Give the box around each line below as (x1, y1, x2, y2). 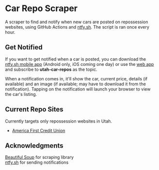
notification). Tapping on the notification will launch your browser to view (5, 86, 151, 92)
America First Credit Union (12, 127, 65, 133)
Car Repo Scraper (5, 3, 78, 14)
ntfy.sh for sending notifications (5, 159, 69, 165)
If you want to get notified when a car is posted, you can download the (5, 56, 146, 62)
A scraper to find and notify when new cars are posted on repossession (5, 19, 148, 25)
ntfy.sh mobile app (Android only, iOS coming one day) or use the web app (5, 61, 154, 67)
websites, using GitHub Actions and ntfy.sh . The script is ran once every (5, 24, 149, 30)
